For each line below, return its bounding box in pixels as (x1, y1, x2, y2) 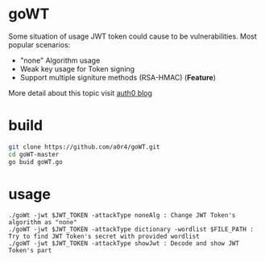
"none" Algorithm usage (19, 55, 101, 65)
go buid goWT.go (8, 158, 63, 166)
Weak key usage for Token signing (19, 63, 135, 73)
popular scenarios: (8, 39, 71, 49)
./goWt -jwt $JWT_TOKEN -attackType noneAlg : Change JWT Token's (8, 211, 236, 219)
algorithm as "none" (8, 219, 78, 227)
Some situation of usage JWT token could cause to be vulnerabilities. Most (8, 31, 258, 41)
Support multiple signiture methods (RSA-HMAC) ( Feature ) (19, 72, 216, 82)
